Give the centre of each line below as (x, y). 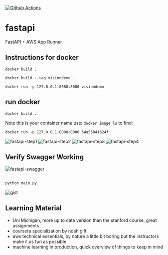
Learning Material (33, 208)
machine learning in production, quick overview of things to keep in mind (88, 247)
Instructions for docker (42, 58)
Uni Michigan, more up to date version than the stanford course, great (85, 220)
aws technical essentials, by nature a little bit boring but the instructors (86, 236)
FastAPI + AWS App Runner (34, 42)
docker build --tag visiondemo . (40, 78)
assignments (26, 225)
